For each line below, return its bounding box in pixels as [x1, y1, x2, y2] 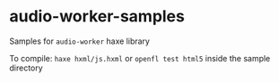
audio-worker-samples [9, 6, 186, 27]
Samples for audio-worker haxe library [9, 36, 151, 46]
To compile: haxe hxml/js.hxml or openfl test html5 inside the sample [9, 53, 271, 63]
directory [9, 62, 43, 73]
